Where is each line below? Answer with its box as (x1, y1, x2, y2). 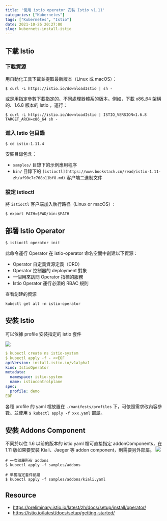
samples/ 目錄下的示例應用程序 (12, 162, 77, 168)
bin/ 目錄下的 (12, 168, 42, 174)
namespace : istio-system (10, 374, 63, 380)
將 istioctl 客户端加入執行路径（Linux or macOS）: (5, 201, 115, 207)
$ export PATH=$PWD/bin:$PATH (5, 211, 70, 217)
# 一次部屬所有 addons (5, 458, 49, 463)
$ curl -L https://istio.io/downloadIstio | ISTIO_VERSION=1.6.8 (5, 112, 147, 117)
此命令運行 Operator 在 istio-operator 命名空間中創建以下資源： (5, 250, 138, 256)
